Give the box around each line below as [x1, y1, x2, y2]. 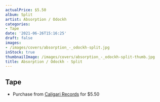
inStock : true [5, 49, 35, 55]
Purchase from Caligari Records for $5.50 [12, 91, 100, 97]
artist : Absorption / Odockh [5, 17, 67, 22]
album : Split [5, 12, 33, 17]
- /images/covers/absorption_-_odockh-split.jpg [5, 45, 110, 50]
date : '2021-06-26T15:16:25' [5, 31, 67, 36]
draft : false [5, 36, 33, 41]
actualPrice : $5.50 [5, 7, 47, 13]
